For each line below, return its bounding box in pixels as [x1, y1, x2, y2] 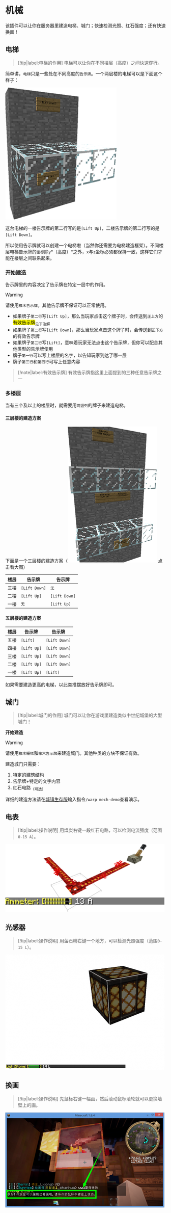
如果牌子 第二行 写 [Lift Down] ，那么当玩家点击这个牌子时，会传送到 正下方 [12, 327, 163, 333]
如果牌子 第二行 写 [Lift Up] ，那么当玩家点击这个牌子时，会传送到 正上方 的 [12, 313, 163, 319]
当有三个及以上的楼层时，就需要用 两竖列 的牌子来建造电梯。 [5, 402, 128, 408]
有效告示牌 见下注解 [12, 320, 50, 327]
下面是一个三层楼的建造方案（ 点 [5, 558, 163, 564]
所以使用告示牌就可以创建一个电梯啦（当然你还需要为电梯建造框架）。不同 [5, 242, 159, 248]
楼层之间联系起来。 [14, 255, 54, 261]
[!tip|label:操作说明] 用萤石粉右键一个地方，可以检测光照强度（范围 [17, 937, 158, 943]
